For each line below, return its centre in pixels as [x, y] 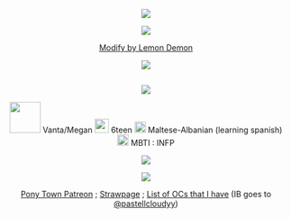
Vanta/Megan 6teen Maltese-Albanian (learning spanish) [163, 130]
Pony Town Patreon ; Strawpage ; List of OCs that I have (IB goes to [146, 194]
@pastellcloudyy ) [146, 204]
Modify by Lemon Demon [146, 48]
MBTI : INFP [153, 143]
